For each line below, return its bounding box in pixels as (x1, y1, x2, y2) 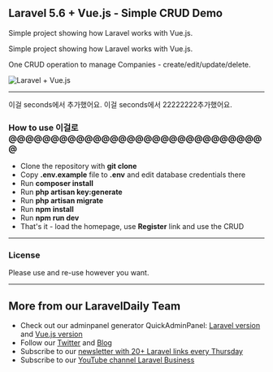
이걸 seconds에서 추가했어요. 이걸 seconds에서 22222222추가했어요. (8, 99, 233, 109)
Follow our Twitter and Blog (19, 338, 112, 348)
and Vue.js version (19, 329, 83, 340)
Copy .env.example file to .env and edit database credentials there (19, 170, 246, 180)
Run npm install (19, 205, 75, 214)
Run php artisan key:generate (19, 187, 123, 197)
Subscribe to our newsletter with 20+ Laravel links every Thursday (19, 347, 244, 357)
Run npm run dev (19, 213, 80, 223)
